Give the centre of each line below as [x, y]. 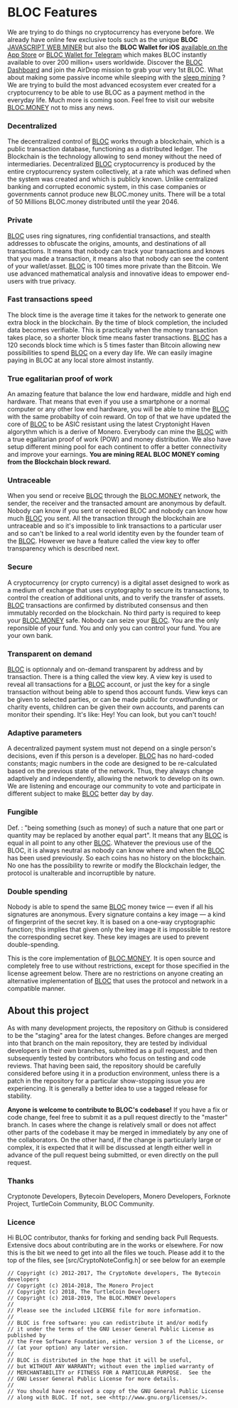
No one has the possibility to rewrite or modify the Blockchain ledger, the [114, 865]
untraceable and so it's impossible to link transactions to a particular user [115, 526]
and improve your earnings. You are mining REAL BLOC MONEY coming [114, 455]
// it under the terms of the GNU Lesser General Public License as [111, 1329]
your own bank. [30, 635]
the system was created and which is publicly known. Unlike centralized [113, 179]
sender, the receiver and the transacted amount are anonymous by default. [117, 503]
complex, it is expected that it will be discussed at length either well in [109, 1147]
